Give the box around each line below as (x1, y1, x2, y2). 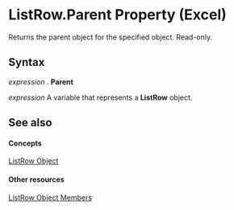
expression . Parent (8, 76, 74, 86)
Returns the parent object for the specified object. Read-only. (8, 32, 213, 42)
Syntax (8, 56, 45, 69)
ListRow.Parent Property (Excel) (8, 6, 228, 24)
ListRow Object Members (8, 192, 93, 202)
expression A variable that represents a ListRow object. (8, 93, 193, 102)
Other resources (8, 175, 65, 184)
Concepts (8, 138, 42, 148)
